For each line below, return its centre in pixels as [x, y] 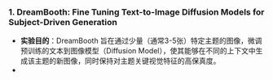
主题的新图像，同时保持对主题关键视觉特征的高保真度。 [128, 61]
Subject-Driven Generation [63, 22]
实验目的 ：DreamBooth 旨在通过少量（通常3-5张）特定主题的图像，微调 [141, 41]
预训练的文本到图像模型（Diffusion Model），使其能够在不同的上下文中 [138, 51]
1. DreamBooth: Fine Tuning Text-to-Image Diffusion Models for [136, 12]
